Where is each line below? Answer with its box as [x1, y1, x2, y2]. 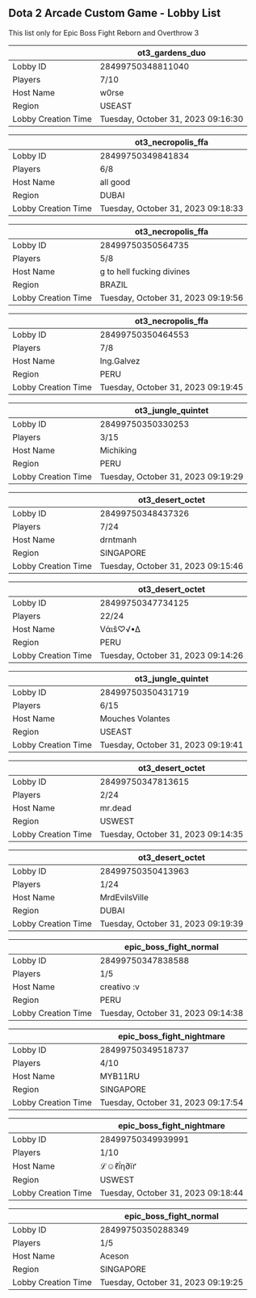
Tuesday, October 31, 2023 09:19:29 [99, 470, 244, 482]
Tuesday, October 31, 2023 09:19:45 [99, 381, 244, 393]
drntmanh [99, 533, 137, 545]
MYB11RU [99, 1070, 140, 1081]
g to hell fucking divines [99, 266, 191, 277]
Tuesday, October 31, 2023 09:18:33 [99, 202, 244, 213]
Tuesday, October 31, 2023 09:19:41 [99, 739, 244, 750]
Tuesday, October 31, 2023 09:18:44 [99, 1187, 244, 1199]
